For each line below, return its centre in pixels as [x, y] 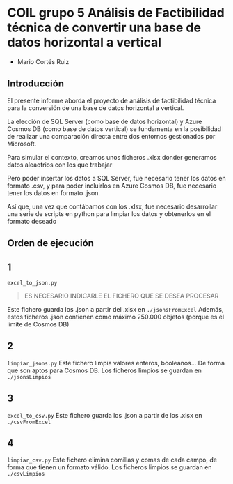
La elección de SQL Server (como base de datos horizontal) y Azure [105, 121]
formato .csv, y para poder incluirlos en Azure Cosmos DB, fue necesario [112, 186]
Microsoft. [22, 144]
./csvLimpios [26, 474]
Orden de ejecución [50, 243]
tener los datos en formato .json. [54, 192]
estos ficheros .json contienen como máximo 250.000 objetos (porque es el [116, 317]
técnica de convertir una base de [104, 28]
